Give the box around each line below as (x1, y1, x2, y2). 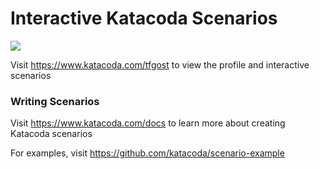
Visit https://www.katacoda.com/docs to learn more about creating (10, 117, 286, 129)
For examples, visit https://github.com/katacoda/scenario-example (10, 147, 285, 159)
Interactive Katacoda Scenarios (10, 7, 278, 30)
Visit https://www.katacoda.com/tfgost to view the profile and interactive (10, 58, 310, 71)
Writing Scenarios (10, 94, 100, 108)
